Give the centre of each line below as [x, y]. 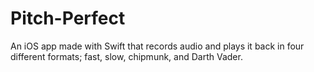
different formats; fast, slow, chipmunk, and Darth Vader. [126, 56]
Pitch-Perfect [68, 18]
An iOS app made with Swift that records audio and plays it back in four [157, 46]
